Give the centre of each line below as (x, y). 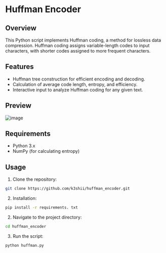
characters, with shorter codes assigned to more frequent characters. (78, 51)
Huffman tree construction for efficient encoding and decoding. (79, 79)
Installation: (25, 198)
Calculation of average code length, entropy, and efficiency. (75, 84)
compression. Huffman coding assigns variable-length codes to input (77, 46)
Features (19, 67)
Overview (21, 28)
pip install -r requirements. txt (42, 208)
